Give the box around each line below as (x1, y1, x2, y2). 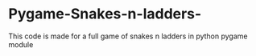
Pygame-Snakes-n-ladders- (8, 5, 202, 23)
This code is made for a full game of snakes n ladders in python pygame (8, 31, 248, 41)
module (8, 39, 34, 49)
